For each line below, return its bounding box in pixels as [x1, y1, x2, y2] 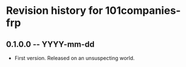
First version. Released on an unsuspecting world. [14, 55, 135, 61]
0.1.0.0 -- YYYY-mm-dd [6, 39, 95, 49]
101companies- [105, 4, 181, 17]
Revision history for [6, 4, 103, 17]
